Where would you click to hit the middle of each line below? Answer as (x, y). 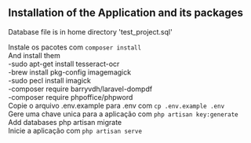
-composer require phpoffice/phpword (71, 97)
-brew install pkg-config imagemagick (70, 72)
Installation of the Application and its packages (126, 13)
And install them (35, 55)
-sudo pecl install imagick (50, 80)
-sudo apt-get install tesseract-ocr (64, 64)
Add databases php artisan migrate (65, 122)
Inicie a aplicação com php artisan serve (75, 130)
